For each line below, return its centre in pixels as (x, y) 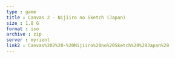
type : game (21, 12)
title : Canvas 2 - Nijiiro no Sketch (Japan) (66, 18)
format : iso (23, 29)
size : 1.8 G (23, 23)
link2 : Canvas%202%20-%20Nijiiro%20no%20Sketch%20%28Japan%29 (88, 46)
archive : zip (24, 34)
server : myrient (28, 40)
